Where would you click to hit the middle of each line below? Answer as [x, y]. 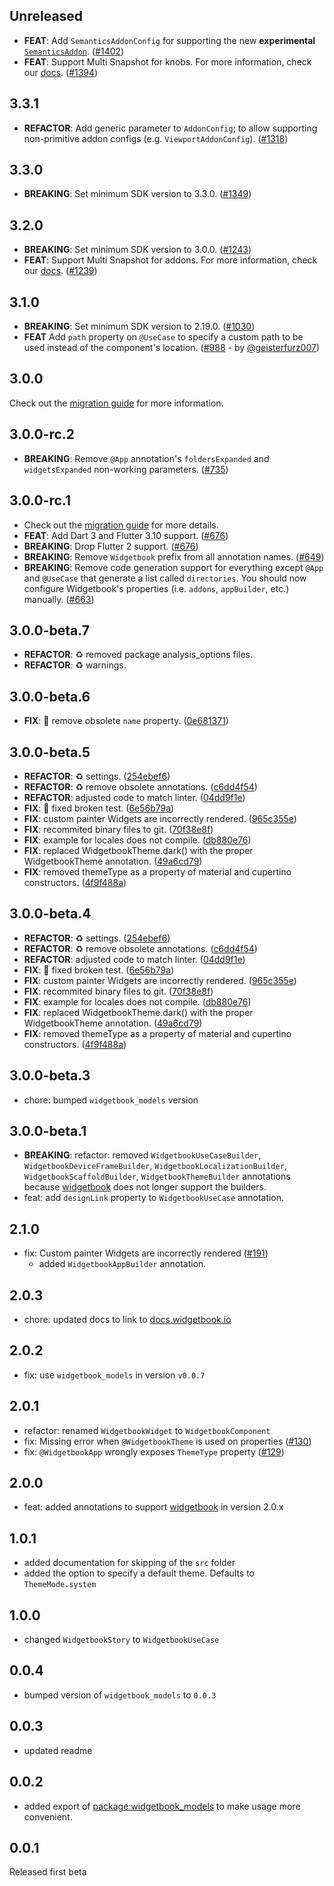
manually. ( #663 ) [59, 599]
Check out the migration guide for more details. [121, 525]
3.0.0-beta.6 [50, 696]
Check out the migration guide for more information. [116, 403]
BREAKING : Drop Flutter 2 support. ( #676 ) [111, 546]
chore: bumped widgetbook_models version [111, 1100]
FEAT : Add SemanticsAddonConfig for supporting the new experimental [169, 40]
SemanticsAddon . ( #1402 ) [74, 51]
